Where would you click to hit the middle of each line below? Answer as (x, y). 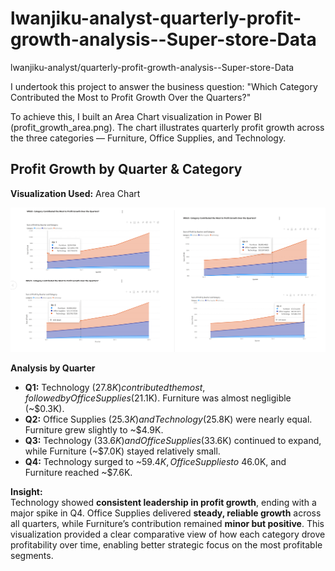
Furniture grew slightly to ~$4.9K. (94, 429)
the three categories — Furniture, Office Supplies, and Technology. (148, 138)
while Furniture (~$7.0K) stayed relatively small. (122, 451)
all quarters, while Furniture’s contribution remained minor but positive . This (167, 523)
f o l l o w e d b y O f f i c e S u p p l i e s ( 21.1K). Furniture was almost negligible (158, 398)
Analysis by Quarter (53, 368)
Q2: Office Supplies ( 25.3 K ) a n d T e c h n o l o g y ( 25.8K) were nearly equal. (168, 419)
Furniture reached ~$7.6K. (78, 472)
